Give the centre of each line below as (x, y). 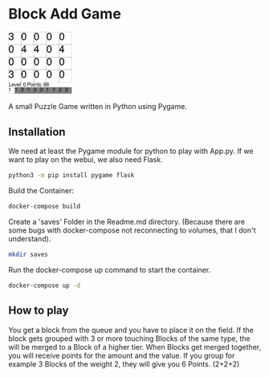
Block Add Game (65, 14)
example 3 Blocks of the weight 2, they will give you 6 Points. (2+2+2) (124, 364)
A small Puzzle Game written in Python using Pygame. (98, 107)
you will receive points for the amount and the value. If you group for (122, 355)
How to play (39, 311)
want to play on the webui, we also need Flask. (86, 160)
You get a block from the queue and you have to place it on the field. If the (131, 330)
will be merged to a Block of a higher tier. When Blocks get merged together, (135, 347)
